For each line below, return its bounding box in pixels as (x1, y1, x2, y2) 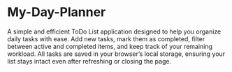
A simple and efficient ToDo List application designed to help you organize (7, 27, 222, 36)
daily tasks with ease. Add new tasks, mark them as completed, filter (7, 34, 205, 43)
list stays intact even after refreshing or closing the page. (7, 57, 172, 65)
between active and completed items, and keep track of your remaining (7, 42, 213, 50)
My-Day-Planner (7, 4, 106, 20)
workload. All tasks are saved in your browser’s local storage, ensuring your (7, 50, 226, 58)
